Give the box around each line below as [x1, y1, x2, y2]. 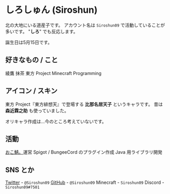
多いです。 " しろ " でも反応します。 [5, 28, 78, 34]
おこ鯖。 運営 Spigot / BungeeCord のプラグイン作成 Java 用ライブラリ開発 [5, 149, 163, 155]
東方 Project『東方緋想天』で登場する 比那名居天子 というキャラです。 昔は [5, 101, 163, 107]
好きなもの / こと [5, 56, 59, 64]
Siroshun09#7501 [5, 185, 40, 190]
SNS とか [5, 165, 35, 174]
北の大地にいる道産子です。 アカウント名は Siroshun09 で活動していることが [5, 22, 165, 28]
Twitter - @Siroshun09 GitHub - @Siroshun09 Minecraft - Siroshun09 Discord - [5, 179, 164, 186]
